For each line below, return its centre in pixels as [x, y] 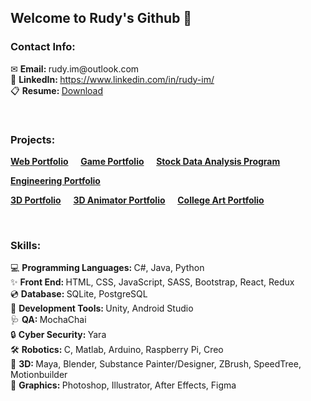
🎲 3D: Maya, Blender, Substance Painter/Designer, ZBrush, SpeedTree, [156, 364]
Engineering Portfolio [55, 180]
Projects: [33, 139]
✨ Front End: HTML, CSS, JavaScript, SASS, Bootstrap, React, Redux [152, 282]
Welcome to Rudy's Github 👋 [101, 18]
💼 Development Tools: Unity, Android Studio [102, 308]
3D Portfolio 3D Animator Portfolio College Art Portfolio [137, 200]
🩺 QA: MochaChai [48, 320]
